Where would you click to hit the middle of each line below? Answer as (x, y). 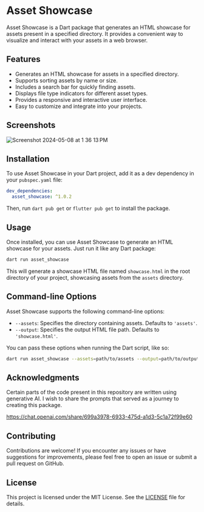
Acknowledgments (43, 378)
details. (15, 504)
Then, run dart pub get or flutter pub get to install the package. (88, 208)
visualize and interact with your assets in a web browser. (77, 40)
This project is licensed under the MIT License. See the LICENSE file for (96, 497)
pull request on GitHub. (35, 463)
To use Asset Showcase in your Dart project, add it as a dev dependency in (100, 173)
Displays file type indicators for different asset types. (81, 93)
